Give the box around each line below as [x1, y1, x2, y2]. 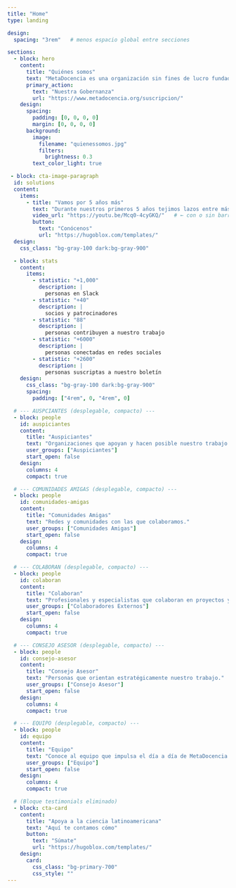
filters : [38, 147, 65, 154]
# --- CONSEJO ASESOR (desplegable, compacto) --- [13, 642, 165, 649]
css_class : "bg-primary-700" [32, 863, 118, 870]
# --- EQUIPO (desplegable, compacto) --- [13, 720, 140, 727]
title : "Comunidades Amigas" [25, 512, 112, 519]
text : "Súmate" [32, 837, 77, 844]
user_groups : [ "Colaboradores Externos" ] [25, 603, 150, 610]
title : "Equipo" [25, 746, 74, 753]
